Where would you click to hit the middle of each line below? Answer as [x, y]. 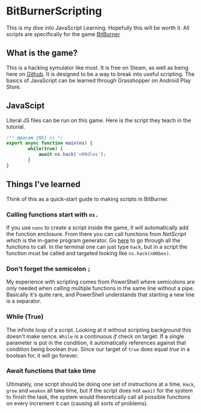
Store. [14, 87]
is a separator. [24, 301]
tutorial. [16, 126]
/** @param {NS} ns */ [35, 138]
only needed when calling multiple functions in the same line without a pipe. [100, 288]
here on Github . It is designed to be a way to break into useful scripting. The [100, 74]
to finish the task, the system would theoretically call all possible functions [98, 397]
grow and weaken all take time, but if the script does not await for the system [100, 390]
